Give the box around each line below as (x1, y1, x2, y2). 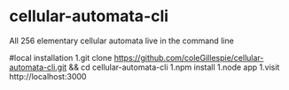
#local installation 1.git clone (9, 52, 113, 63)
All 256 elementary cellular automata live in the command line (9, 35, 235, 46)
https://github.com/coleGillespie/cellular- (113, 52, 264, 63)
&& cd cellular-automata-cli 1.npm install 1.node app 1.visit (68, 62, 280, 72)
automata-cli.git (9, 62, 67, 72)
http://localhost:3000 (9, 71, 87, 81)
